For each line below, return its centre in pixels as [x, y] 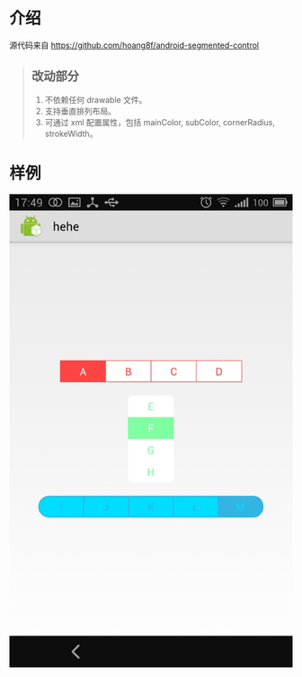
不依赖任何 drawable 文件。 [96, 99]
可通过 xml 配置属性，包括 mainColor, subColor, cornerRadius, [160, 122]
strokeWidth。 [71, 133]
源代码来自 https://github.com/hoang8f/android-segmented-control [134, 45]
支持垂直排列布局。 [80, 111]
